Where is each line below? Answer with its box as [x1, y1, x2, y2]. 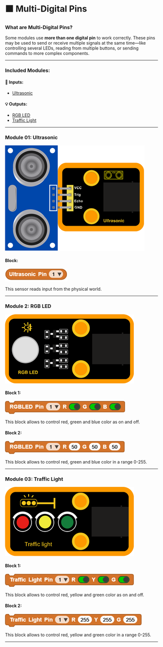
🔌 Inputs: [5, 79, 24, 85]
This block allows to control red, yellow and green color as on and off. [5, 592, 145, 597]
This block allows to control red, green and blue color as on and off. [5, 419, 140, 425]
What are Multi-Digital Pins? [5, 24, 73, 31]
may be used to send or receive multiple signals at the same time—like [5, 40, 146, 46]
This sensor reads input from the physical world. [5, 286, 102, 292]
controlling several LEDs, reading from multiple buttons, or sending [5, 45, 139, 51]
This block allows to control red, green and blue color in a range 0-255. [5, 459, 147, 465]
